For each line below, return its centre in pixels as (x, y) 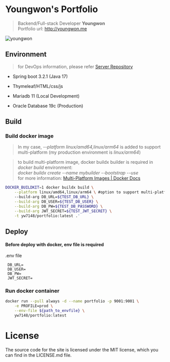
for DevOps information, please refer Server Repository (75, 66)
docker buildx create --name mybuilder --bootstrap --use (78, 173)
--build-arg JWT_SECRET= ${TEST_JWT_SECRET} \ (63, 211)
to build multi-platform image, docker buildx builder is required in (85, 162)
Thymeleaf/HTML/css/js (38, 86)
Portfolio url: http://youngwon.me (52, 28)
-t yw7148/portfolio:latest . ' (47, 216)
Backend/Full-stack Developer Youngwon (61, 23)
